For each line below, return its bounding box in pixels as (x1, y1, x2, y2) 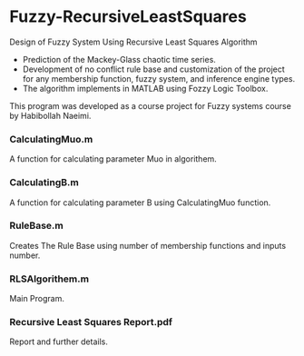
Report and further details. (9, 336, 109, 347)
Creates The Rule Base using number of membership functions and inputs (9, 240, 287, 251)
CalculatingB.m (9, 176, 79, 189)
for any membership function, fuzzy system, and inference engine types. (22, 73, 296, 84)
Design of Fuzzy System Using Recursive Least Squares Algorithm (9, 36, 258, 47)
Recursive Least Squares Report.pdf (9, 316, 173, 329)
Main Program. (9, 293, 65, 304)
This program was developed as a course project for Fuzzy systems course (9, 100, 292, 111)
